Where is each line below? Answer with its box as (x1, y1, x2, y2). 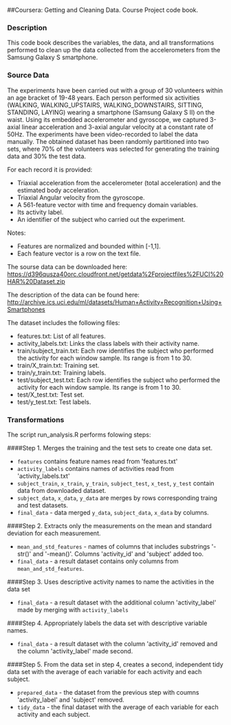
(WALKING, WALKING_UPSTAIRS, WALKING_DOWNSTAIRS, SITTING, (7, 101, 204, 109)
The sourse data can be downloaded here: (7, 262, 128, 271)
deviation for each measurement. (7, 529, 101, 537)
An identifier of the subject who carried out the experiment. (16, 215, 186, 223)
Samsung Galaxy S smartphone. (7, 53, 98, 61)
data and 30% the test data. (7, 151, 87, 160)
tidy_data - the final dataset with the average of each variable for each (16, 702, 219, 711)
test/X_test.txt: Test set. (16, 390, 85, 399)
